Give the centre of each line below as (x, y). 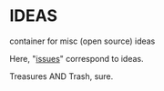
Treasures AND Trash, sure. (61, 76)
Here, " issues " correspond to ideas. (77, 58)
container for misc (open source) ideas (82, 41)
